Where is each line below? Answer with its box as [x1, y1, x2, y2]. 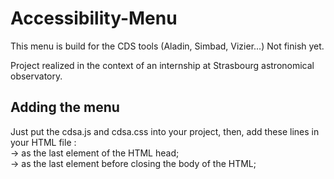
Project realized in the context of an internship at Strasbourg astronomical [10, 59, 315, 71]
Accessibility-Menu [10, 7, 178, 30]
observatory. [10, 70, 63, 82]
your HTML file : [10, 136, 77, 148]
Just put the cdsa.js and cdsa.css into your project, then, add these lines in [10, 125, 320, 137]
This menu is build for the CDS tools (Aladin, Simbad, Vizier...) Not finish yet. [10, 40, 325, 52]
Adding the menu [10, 99, 120, 116]
